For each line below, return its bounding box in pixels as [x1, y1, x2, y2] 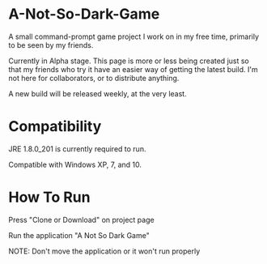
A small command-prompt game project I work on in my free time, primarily [8, 32, 260, 41]
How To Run [8, 188, 91, 207]
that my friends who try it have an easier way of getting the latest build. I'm [8, 64, 258, 74]
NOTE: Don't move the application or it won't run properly [8, 246, 201, 256]
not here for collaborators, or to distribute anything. [8, 73, 180, 83]
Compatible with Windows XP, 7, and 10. [8, 160, 142, 169]
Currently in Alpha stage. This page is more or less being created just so [8, 56, 249, 66]
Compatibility [8, 117, 102, 136]
